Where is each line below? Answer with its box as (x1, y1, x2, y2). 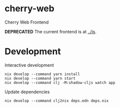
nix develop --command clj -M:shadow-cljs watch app (4, 80, 116, 85)
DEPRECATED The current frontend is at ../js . (4, 28, 97, 34)
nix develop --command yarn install (4, 72, 80, 77)
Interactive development (4, 62, 54, 68)
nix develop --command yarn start (4, 76, 76, 81)
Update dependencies (4, 89, 50, 95)
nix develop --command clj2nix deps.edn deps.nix (4, 98, 109, 103)
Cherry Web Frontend (4, 19, 49, 25)
